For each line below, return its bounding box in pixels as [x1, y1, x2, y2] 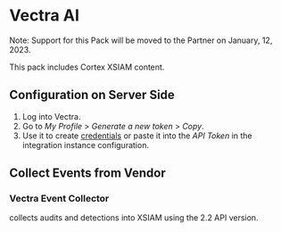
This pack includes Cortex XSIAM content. [9, 62, 165, 72]
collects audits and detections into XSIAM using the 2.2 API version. [9, 212, 259, 223]
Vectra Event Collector [9, 193, 110, 205]
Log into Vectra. [21, 111, 81, 121]
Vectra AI [9, 5, 80, 26]
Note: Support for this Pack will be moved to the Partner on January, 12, [9, 35, 273, 46]
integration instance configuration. [21, 139, 150, 150]
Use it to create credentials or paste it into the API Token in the [21, 130, 252, 141]
